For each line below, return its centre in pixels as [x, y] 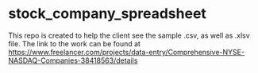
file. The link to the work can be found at [75, 43]
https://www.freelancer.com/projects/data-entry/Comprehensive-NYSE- [126, 52]
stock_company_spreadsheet [107, 14]
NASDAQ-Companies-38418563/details [73, 60]
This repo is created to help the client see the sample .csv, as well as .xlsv [129, 35]
